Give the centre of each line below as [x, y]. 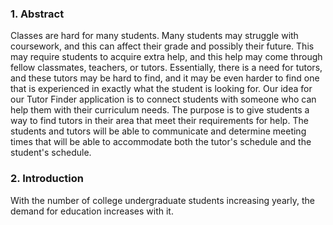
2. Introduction [47, 179]
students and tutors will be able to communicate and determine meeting [158, 131]
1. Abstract [37, 14]
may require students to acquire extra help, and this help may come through [166, 57]
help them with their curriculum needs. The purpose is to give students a [160, 110]
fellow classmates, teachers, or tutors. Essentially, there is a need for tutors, [166, 68]
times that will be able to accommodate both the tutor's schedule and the [161, 142]
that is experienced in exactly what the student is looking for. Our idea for [161, 89]
